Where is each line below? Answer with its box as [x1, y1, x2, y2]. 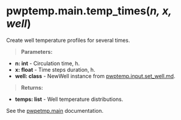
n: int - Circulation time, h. [14, 60, 80, 67]
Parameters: [20, 48, 53, 55]
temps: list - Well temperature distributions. [14, 96, 123, 103]
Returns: [20, 84, 44, 91]
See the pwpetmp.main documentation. [6, 107, 104, 114]
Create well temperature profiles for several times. [6, 36, 130, 44]
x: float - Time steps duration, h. [14, 66, 96, 73]
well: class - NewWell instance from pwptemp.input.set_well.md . [14, 72, 176, 79]
